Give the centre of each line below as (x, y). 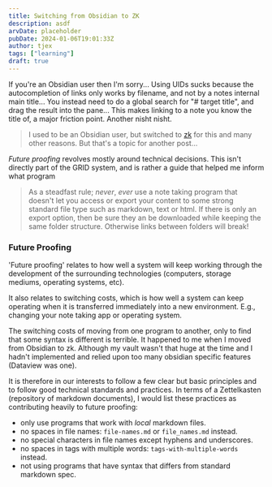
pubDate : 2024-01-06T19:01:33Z (61, 39)
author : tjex (30, 46)
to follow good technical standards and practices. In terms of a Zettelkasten (135, 390)
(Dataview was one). (43, 365)
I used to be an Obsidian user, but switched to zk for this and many (140, 134)
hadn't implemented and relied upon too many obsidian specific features (130, 357)
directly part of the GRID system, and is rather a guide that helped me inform (136, 167)
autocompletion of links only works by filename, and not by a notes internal (134, 93)
